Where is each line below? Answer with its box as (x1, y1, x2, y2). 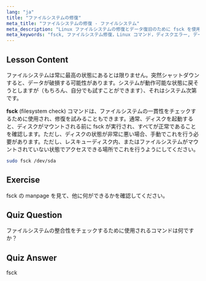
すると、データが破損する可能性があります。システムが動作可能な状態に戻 (6, 79, 194, 86)
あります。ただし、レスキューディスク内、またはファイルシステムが (17, 138, 188, 145)
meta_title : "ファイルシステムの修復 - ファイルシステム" (6, 20, 140, 26)
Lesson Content (6, 54, 69, 65)
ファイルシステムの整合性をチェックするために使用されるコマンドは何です (6, 227, 194, 234)
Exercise (6, 175, 40, 185)
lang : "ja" (6, 9, 34, 15)
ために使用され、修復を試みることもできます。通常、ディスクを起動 (11, 114, 183, 122)
